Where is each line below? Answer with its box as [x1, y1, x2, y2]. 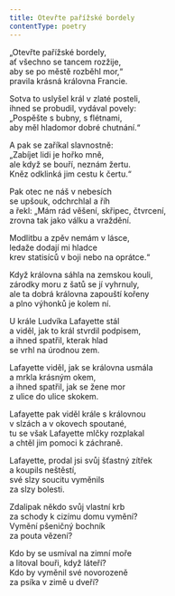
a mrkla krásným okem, [9, 371, 97, 382]
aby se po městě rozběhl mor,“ [9, 65, 124, 77]
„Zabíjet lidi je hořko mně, [9, 149, 105, 159]
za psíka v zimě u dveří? [9, 576, 99, 587]
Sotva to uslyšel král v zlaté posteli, [9, 92, 141, 104]
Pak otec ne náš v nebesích [9, 186, 113, 197]
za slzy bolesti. [9, 484, 65, 495]
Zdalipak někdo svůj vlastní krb [9, 501, 125, 512]
